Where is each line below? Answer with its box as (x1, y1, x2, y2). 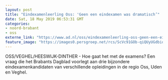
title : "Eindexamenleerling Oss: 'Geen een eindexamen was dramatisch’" (5, 12, 160, 17)
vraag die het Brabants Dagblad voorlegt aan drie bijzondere (5, 58, 130, 65)
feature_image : (5, 40, 37, 45)
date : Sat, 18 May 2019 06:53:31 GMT (5, 16, 84, 21)
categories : (5, 21, 30, 26)
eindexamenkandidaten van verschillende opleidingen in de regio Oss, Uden (5, 64, 162, 70)
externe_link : (5, 35, 35, 40)
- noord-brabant (5, 26, 39, 31)
